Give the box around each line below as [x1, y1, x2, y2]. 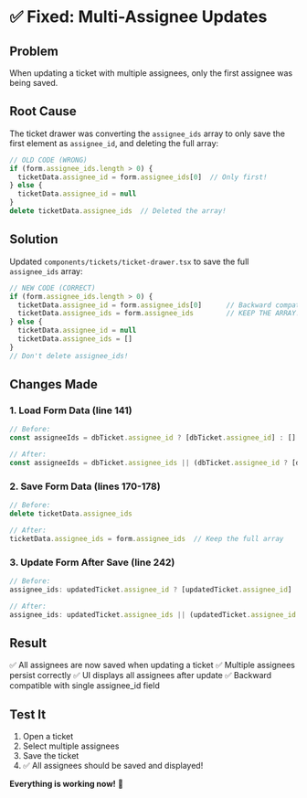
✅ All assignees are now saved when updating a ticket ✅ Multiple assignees [9, 660, 295, 671]
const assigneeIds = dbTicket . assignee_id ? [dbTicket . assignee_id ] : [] [9, 433, 297, 442]
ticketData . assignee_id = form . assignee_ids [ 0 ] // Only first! [17, 172, 268, 182]
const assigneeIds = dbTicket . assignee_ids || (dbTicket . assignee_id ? [9, 458, 288, 467]
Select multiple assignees [22, 740, 120, 751]
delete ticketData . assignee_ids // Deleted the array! [9, 207, 227, 216]
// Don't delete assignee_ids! [9, 351, 129, 360]
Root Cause [9, 103, 78, 120]
